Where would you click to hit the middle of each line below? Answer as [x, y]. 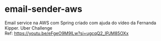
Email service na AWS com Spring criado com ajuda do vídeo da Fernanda [80, 23]
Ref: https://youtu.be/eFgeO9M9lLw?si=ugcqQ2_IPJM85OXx [67, 33]
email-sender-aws [44, 9]
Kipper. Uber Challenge [28, 28]
